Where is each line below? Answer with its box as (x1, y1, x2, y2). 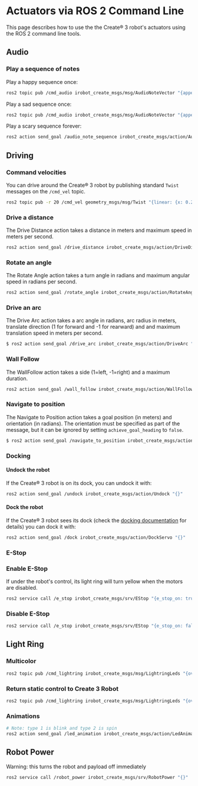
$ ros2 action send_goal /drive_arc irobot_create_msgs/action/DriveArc (6, 341, 189, 347)
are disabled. (6, 584, 38, 591)
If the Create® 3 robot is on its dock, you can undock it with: (6, 479, 152, 486)
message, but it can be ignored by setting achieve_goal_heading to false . (6, 426, 184, 433)
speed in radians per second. (6, 278, 77, 285)
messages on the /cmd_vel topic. (6, 187, 85, 195)
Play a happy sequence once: (6, 78, 78, 85)
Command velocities (6, 168, 67, 176)
